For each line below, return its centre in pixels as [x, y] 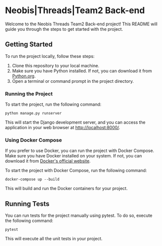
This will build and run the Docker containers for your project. [66, 189]
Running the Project [29, 94]
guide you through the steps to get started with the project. [64, 29]
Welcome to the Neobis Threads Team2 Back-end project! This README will [81, 24]
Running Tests [27, 204]
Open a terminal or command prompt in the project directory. [73, 81]
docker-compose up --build [32, 180]
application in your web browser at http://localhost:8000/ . [63, 128]
